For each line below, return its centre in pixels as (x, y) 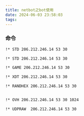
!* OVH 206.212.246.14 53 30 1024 (42, 100)
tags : (11, 19)
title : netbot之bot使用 (29, 10)
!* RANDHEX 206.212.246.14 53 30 (41, 86)
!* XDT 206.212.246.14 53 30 (36, 77)
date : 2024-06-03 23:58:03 (34, 15)
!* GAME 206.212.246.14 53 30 (38, 68)
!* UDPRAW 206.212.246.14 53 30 (41, 109)
